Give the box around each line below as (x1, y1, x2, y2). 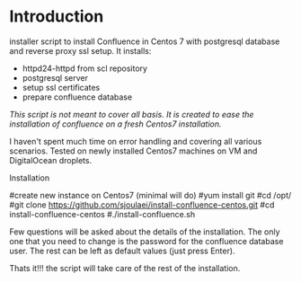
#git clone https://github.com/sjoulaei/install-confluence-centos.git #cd (9, 199, 275, 210)
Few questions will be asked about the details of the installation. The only (9, 226, 280, 237)
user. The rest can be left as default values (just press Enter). (9, 245, 235, 256)
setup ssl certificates (22, 82, 101, 93)
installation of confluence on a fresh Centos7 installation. (9, 119, 222, 129)
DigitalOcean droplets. (9, 154, 93, 165)
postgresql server (22, 72, 88, 83)
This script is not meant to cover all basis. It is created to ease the (9, 109, 254, 119)
